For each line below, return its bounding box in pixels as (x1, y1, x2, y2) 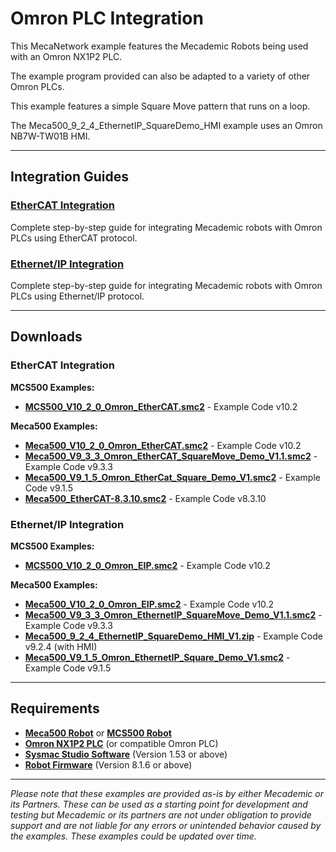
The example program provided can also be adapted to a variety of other (10, 70, 311, 82)
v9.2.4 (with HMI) (24, 640, 98, 652)
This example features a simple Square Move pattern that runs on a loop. (10, 100, 311, 112)
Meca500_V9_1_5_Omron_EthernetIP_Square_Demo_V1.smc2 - (24, 651, 291, 663)
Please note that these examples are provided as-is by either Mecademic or (10, 787, 324, 799)
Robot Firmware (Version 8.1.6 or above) (24, 758, 193, 771)
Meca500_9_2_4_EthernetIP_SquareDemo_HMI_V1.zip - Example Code (24, 630, 323, 642)
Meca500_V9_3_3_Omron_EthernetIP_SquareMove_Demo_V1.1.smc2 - (24, 608, 323, 621)
